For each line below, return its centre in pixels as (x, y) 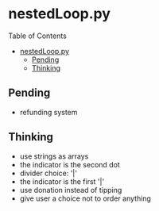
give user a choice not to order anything (85, 198)
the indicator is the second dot (70, 164)
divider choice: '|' (48, 173)
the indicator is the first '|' (62, 181)
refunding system (48, 112)
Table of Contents (38, 36)
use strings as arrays (54, 156)
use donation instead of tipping (71, 190)
